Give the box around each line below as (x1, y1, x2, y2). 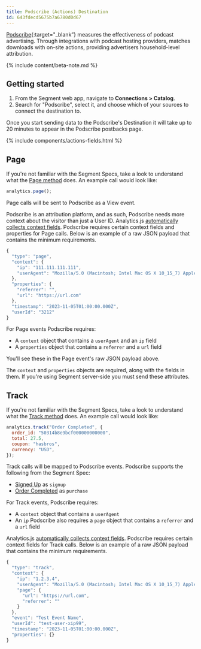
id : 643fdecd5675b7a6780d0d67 (6, 14, 82, 20)
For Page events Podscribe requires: (6, 325, 96, 333)
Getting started (6, 79, 65, 89)
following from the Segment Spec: (6, 469, 91, 476)
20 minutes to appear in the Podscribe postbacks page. (6, 125, 144, 132)
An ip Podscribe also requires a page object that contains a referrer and (14, 517, 194, 524)
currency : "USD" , (11, 446, 55, 452)
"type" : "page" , (11, 253, 52, 259)
